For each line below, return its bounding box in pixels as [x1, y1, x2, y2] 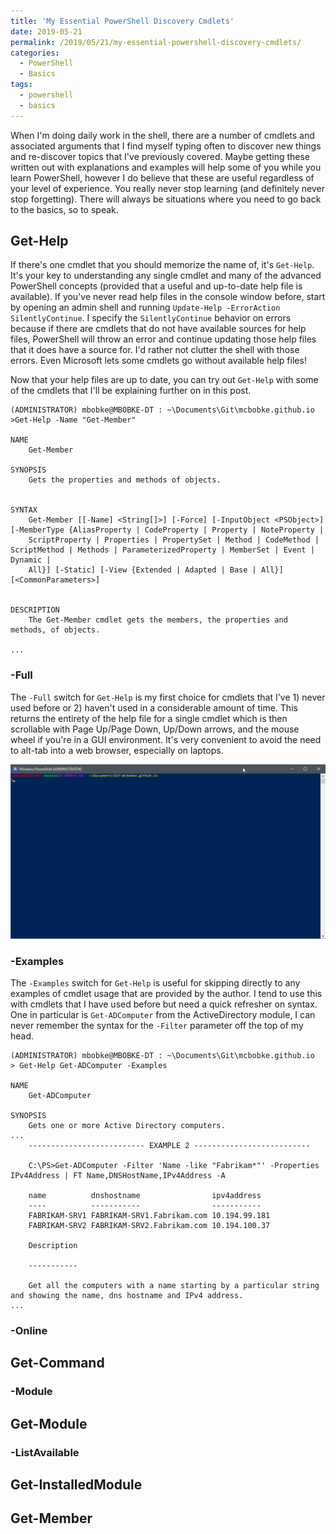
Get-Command [10, 1355, 105, 1372]
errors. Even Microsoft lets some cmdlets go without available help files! [10, 355, 307, 367]
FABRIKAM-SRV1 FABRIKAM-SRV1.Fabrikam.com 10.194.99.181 [28, 1211, 271, 1221]
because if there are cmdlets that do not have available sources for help [10, 323, 307, 335]
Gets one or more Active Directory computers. [28, 1121, 226, 1131]
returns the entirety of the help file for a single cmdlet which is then [10, 712, 288, 724]
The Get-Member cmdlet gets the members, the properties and [28, 615, 288, 625]
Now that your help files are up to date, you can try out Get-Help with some [10, 374, 319, 386]
